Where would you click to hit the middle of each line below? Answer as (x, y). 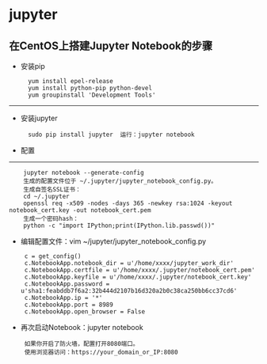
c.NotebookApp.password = (67, 284)
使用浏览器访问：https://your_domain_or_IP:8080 (101, 352)
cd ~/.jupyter (46, 196)
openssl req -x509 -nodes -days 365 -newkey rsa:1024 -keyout (128, 203)
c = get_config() (53, 256)
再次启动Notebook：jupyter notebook (82, 327)
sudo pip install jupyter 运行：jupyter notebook (111, 135)
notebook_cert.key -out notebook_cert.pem (80, 210)
